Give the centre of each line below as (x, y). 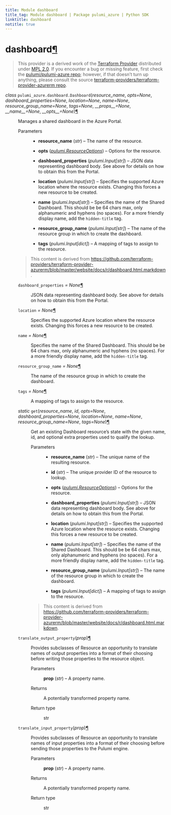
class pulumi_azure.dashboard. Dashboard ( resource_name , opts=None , (79, 95)
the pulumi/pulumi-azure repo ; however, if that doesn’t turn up (83, 74)
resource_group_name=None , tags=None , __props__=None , (68, 106)
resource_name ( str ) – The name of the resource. (90, 141)
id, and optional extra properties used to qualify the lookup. (93, 437)
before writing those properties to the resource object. (88, 659)
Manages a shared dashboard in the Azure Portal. (70, 121)
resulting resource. (70, 463)
